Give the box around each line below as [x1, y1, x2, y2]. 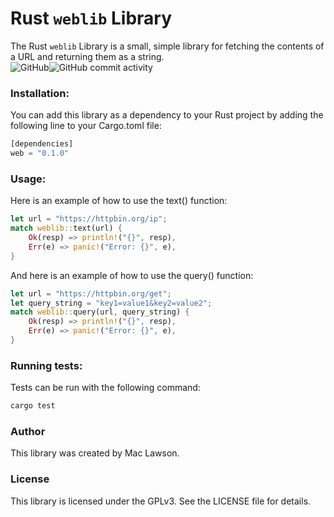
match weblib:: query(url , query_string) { [10, 307, 190, 317]
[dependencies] [10, 139, 74, 149]
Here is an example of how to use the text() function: [10, 195, 228, 207]
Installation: [10, 86, 70, 100]
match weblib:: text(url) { [10, 223, 123, 234]
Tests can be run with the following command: [10, 382, 201, 394]
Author [10, 425, 46, 438]
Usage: [10, 172, 47, 186]
